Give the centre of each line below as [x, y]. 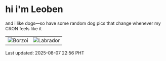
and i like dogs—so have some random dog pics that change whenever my [83, 23]
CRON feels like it [24, 28]
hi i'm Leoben [34, 9]
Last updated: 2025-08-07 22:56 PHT [45, 53]
